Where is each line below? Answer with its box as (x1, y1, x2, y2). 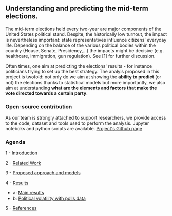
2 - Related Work (5, 160, 41, 166)
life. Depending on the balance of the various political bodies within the (5, 42, 156, 48)
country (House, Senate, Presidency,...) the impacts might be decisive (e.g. (5, 47, 164, 53)
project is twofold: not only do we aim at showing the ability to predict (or (5, 74, 162, 80)
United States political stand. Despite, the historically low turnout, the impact (5, 31, 167, 37)
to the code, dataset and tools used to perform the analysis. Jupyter (5, 120, 149, 126)
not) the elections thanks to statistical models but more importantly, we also (5, 79, 166, 85)
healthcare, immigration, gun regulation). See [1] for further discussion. (5, 53, 156, 59)
